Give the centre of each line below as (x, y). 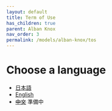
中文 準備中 (29, 101)
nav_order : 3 (23, 35)
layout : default (27, 12)
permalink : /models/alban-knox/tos (51, 40)
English (24, 94)
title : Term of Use (31, 18)
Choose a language (56, 70)
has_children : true (31, 23)
